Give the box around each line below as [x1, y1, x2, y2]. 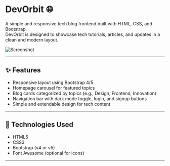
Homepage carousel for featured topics [12, 85, 95, 91]
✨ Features [5, 66, 41, 74]
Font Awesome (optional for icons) [12, 150, 84, 156]
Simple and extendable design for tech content [12, 101, 110, 107]
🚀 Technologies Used [5, 120, 73, 129]
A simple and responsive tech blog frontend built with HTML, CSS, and [5, 20, 153, 26]
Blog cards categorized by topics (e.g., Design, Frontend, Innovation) [12, 90, 157, 96]
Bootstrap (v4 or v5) [12, 144, 55, 150]
